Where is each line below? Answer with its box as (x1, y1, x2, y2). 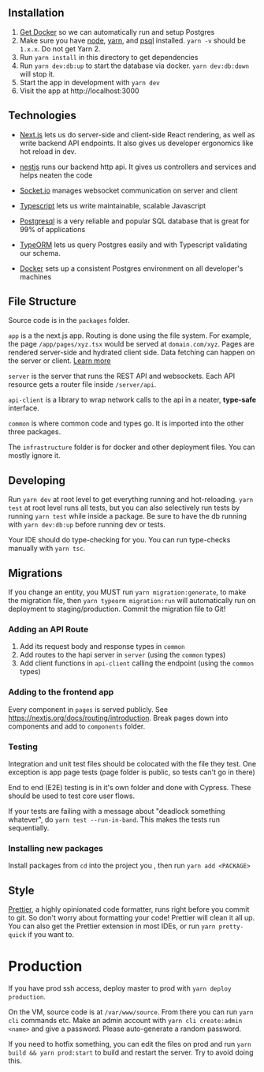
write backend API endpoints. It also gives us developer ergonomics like (19, 138, 254, 148)
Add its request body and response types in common (19, 642, 185, 651)
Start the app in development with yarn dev (19, 77, 160, 87)
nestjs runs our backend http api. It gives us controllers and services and (19, 162, 257, 171)
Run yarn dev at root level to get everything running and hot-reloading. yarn (8, 495, 254, 504)
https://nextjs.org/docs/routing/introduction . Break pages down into (8, 713, 229, 722)
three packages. (8, 427, 61, 437)
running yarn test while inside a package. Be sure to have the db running (8, 512, 247, 521)
